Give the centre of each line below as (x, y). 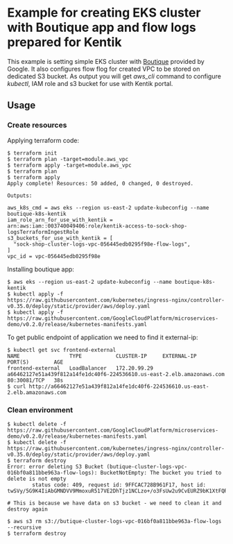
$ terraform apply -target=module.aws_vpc (69, 165)
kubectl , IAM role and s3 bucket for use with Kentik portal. (90, 83)
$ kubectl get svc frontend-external (62, 350)
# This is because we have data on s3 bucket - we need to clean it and (114, 503)
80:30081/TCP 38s (35, 380)
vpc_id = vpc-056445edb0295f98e (54, 256)
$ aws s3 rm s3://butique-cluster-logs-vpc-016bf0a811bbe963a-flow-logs (114, 521)
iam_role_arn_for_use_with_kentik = (60, 220)
